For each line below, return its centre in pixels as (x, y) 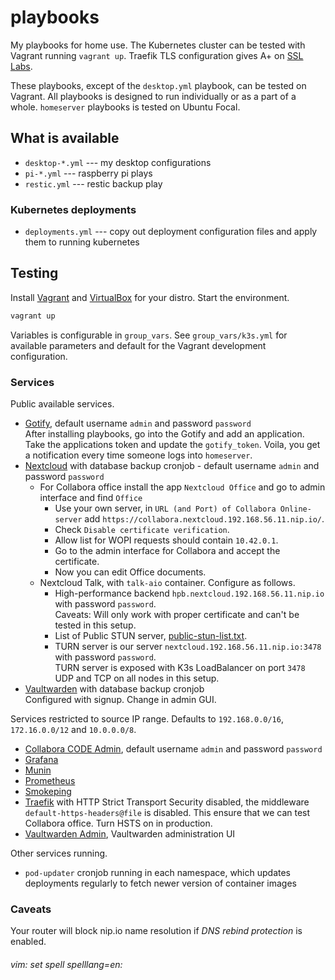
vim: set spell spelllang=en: (66, 964)
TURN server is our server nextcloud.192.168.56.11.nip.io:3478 (188, 647)
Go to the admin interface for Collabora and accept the (167, 551)
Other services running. (59, 853)
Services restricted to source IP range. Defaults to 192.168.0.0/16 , (147, 719)
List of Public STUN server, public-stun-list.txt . (151, 636)
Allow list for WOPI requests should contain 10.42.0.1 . (166, 540)
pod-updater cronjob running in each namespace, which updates (158, 873)
